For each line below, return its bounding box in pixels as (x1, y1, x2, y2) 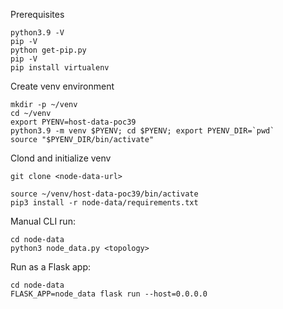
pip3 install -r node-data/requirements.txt (10, 198, 199, 208)
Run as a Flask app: (10, 261, 92, 273)
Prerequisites (10, 9, 65, 20)
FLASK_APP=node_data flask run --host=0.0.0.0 (10, 289, 208, 299)
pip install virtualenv (10, 63, 110, 73)
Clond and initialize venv (10, 152, 112, 164)
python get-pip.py (10, 45, 87, 55)
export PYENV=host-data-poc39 (10, 117, 137, 127)
